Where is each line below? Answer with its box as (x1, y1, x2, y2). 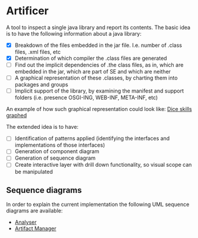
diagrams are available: (6, 207, 63, 214)
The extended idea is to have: (6, 123, 79, 131)
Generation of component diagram (14, 148, 100, 155)
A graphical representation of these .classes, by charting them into (14, 74, 178, 81)
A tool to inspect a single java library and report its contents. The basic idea (6, 24, 191, 31)
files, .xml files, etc (14, 49, 61, 55)
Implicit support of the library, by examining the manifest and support (14, 87, 184, 94)
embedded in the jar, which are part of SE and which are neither (14, 68, 171, 75)
